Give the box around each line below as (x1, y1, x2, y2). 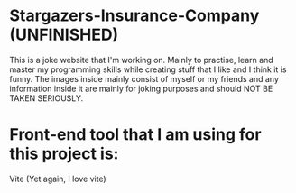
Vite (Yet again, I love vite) (9, 173, 106, 184)
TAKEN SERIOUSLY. (9, 92, 84, 104)
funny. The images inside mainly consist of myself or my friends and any (9, 73, 280, 84)
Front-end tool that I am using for (9, 124, 262, 145)
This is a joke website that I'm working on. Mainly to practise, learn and (9, 54, 273, 65)
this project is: (9, 143, 119, 164)
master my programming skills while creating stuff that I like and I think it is (9, 64, 287, 75)
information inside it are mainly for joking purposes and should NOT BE (9, 83, 273, 94)
